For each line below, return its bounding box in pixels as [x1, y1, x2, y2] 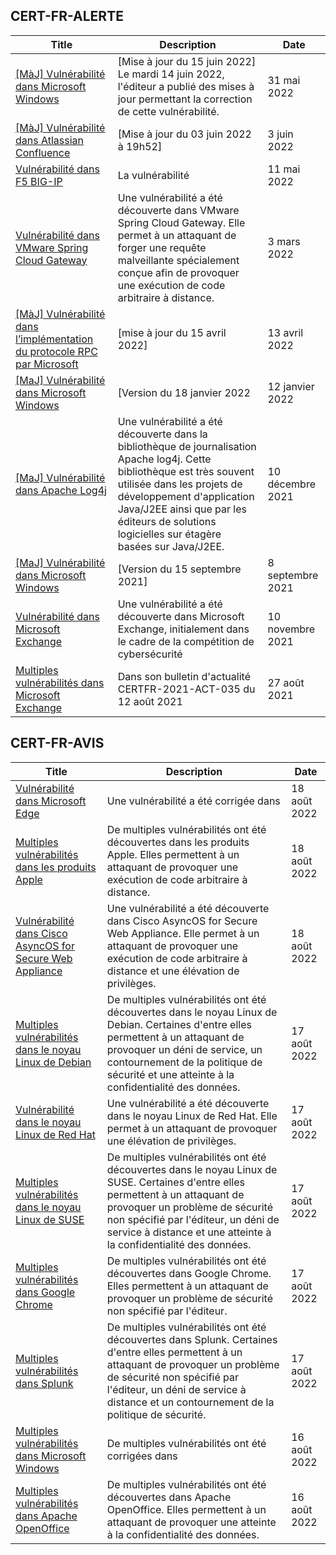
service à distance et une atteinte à [106, 1225, 272, 1239]
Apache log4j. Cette [117, 452, 212, 466]
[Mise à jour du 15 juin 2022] [117, 54, 257, 68]
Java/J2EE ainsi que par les [117, 502, 248, 516]
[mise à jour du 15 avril [117, 325, 227, 339]
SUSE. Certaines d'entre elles [106, 1175, 245, 1189]
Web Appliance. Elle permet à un [106, 926, 260, 940]
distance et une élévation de [106, 964, 240, 978]
